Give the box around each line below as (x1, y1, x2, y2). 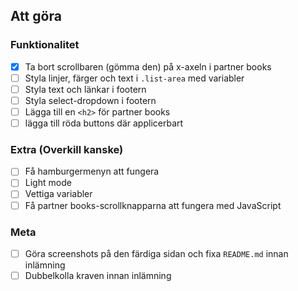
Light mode (24, 177, 72, 189)
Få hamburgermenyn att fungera (24, 165, 160, 178)
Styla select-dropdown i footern (24, 94, 157, 106)
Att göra (10, 8, 62, 25)
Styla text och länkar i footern (24, 83, 147, 95)
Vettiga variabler (24, 188, 93, 200)
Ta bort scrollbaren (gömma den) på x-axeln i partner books (24, 60, 272, 73)
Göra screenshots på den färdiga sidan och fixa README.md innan (24, 247, 289, 259)
